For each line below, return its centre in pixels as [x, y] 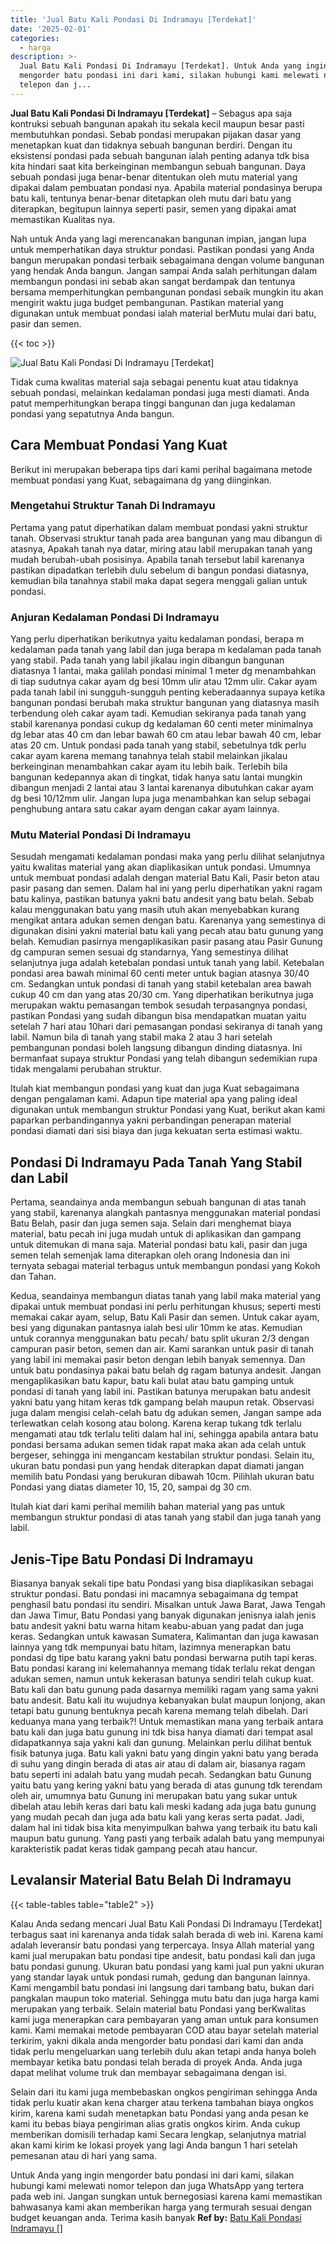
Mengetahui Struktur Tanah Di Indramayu [113, 506]
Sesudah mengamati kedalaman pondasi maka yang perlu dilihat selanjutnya [167, 857]
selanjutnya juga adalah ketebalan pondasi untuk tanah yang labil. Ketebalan [167, 963]
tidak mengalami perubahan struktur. [86, 1069]
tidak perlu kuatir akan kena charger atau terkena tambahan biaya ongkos [162, 2102]
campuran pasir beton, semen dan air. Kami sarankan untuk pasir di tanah [162, 1349]
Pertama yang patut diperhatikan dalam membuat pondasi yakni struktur [159, 527]
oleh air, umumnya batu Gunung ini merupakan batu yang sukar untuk [154, 1796]
